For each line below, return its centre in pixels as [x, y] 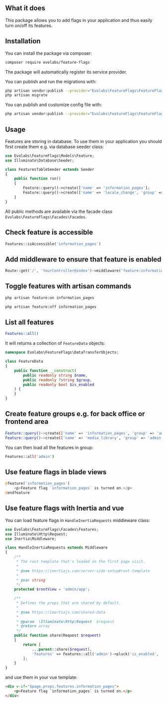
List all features [30, 323]
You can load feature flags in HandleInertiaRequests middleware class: [78, 520]
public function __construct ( [45, 371]
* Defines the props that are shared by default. [69, 603]
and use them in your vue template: [42, 678]
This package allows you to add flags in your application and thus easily [79, 20]
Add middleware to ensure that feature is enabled [83, 259]
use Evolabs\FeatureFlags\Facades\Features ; [52, 529]
